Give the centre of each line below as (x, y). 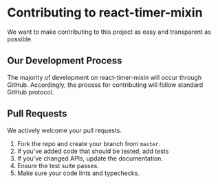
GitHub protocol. (31, 92)
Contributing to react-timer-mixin (105, 13)
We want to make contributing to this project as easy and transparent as (109, 32)
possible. (20, 39)
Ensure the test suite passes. (58, 165)
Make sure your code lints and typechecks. (78, 173)
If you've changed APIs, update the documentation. (90, 158)
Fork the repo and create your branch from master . (88, 143)
